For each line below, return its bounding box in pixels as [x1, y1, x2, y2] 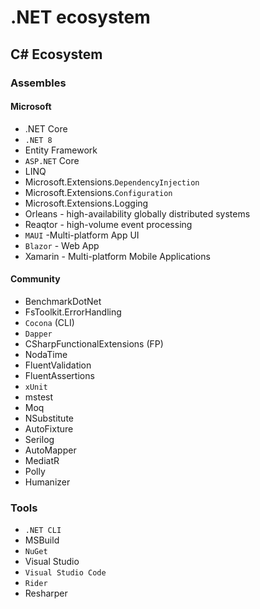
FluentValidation [24, 359, 92, 371]
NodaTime [24, 348, 68, 360]
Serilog [24, 433, 55, 445]
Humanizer [24, 476, 71, 488]
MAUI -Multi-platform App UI [24, 229, 140, 241]
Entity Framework [24, 144, 98, 156]
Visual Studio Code [24, 568, 107, 578]
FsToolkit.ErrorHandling [24, 306, 122, 318]
